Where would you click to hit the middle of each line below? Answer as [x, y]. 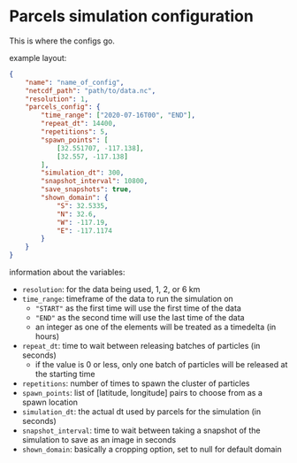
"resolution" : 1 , [57, 99]
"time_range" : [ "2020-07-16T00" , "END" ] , [118, 116]
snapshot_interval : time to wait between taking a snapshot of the [141, 430]
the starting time [65, 374]
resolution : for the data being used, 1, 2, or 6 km [111, 289]
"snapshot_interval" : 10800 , [95, 181]
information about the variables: [67, 273]
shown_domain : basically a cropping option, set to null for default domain [152, 450]
